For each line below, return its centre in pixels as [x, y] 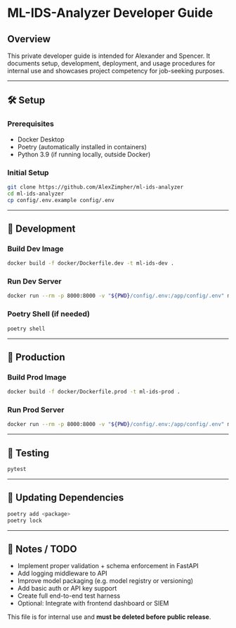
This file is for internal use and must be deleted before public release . [109, 617]
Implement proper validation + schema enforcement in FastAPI [108, 566]
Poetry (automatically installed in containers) [82, 146]
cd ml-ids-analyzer [36, 194]
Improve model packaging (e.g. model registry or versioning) [105, 581]
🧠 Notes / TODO [42, 549]
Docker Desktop [41, 139]
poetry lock [25, 520]
